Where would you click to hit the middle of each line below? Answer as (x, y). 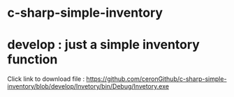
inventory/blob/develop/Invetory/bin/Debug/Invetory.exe (88, 87)
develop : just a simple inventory (104, 45)
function (32, 60)
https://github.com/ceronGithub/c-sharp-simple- (156, 79)
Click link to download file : (46, 79)
